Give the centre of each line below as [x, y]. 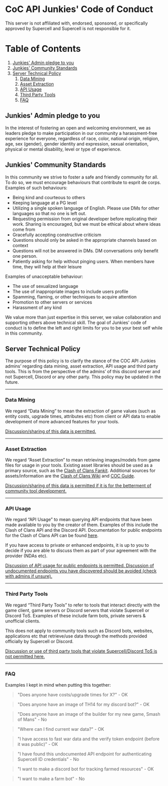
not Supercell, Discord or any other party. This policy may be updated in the [83, 377]
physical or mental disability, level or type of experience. [63, 149]
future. [12, 382]
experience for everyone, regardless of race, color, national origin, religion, [82, 138]
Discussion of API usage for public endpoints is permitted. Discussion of [79, 566]
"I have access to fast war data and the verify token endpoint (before [88, 739]
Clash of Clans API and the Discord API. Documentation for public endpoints [84, 530]
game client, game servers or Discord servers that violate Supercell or [77, 610]
